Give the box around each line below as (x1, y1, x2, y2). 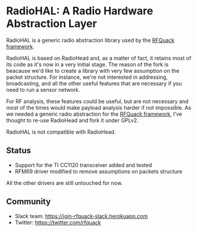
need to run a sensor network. (6, 86, 80, 93)
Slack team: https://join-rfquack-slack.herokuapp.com (14, 212, 148, 219)
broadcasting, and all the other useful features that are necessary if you (6, 79, 183, 87)
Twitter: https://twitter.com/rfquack (14, 219, 101, 226)
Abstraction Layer (6, 17, 97, 30)
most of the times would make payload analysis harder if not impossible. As (6, 104, 192, 111)
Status (6, 146, 32, 156)
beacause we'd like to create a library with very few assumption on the (6, 67, 180, 74)
